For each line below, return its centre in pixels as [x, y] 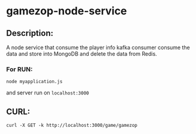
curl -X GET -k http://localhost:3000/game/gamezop [72, 126]
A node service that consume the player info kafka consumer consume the [98, 47]
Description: [30, 33]
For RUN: [19, 69]
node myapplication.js [34, 82]
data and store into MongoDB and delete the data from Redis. [82, 54]
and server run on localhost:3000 [48, 93]
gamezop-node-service [67, 11]
